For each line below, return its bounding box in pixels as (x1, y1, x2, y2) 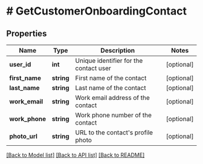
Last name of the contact (75, 84, 146, 92)
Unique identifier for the (75, 56, 143, 65)
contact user (75, 64, 111, 72)
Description (100, 47, 135, 54)
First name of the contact (75, 74, 147, 82)
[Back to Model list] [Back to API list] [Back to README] (6, 151, 145, 159)
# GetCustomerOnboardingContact (6, 4, 187, 18)
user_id (9, 61, 31, 68)
